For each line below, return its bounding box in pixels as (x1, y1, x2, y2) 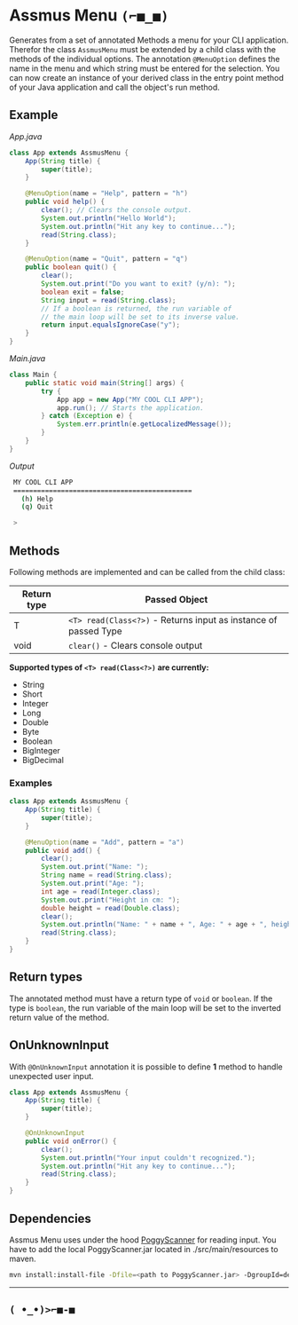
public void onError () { (25, 1137, 117, 1146)
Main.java (9, 353, 46, 364)
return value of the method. (9, 1012, 109, 1022)
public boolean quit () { (25, 263, 117, 272)
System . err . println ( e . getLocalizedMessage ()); (56, 420, 232, 429)
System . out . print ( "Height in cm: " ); (41, 895, 180, 904)
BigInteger (21, 745, 60, 755)
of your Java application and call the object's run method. (9, 82, 220, 92)
